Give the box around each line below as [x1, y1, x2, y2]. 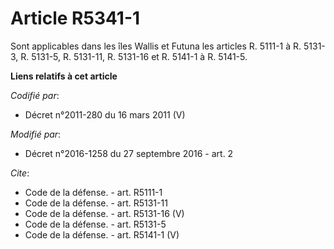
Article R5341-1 [10, 7, 141, 30]
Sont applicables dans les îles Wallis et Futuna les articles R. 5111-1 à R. [10, 40, 302, 52]
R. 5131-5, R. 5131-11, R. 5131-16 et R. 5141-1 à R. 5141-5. [20, 50, 248, 62]
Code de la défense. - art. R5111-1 [24, 186, 163, 198]
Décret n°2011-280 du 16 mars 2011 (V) [24, 108, 186, 121]
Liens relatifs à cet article [10, 70, 118, 82]
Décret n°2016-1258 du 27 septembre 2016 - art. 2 [24, 147, 234, 159]
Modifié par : [10, 128, 62, 140]
